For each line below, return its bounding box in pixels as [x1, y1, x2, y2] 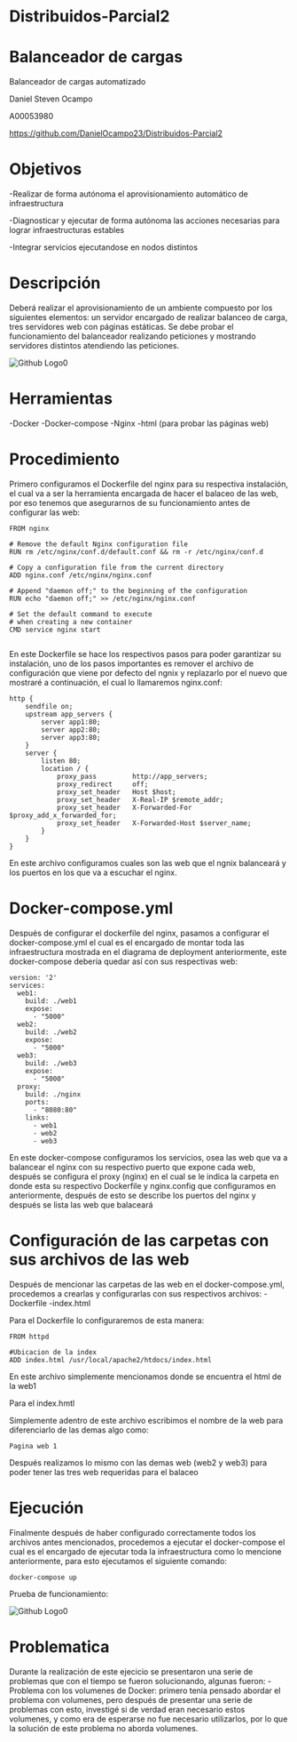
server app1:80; [41, 718, 101, 727]
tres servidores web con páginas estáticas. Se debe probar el [9, 322, 234, 332]
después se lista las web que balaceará [9, 1199, 153, 1210]
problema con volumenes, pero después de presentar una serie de [9, 1694, 253, 1705]
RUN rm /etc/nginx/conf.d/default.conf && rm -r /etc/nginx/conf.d [9, 547, 264, 557]
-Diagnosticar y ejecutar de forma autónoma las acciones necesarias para [9, 215, 280, 226]
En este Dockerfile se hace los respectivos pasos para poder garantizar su [9, 648, 282, 659]
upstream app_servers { [25, 710, 113, 718]
